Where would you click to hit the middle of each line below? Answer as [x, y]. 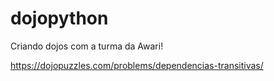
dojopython [59, 18]
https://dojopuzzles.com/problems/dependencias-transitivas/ [137, 65]
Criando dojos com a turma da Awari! [87, 46]
